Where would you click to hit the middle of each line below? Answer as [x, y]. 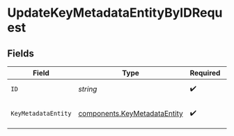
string [88, 89]
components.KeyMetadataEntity [131, 113]
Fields [21, 53]
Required [205, 73]
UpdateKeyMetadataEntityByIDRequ [115, 13]
